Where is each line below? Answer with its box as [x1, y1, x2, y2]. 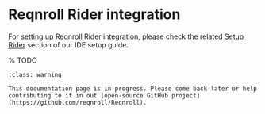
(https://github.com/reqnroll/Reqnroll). [8, 98, 148, 106]
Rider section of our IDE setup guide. [8, 40, 129, 49]
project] [171, 91, 201, 100]
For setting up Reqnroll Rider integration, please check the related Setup [8, 32, 244, 41]
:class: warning [8, 70, 62, 78]
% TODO [8, 55, 37, 65]
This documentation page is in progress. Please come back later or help [8, 85, 258, 93]
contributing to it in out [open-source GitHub [8, 91, 169, 100]
